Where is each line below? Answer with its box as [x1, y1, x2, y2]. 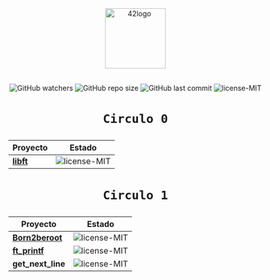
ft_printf [12, 245, 44, 257]
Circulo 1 [102, 188, 168, 204]
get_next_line [12, 258, 66, 270]
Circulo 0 [102, 112, 168, 127]
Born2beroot [12, 233, 63, 244]
